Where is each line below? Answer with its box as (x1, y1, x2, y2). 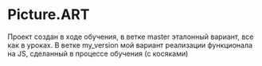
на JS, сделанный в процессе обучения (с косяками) (7, 49, 189, 58)
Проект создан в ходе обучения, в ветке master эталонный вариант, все (7, 32, 254, 41)
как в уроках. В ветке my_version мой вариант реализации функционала (7, 40, 252, 49)
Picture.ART (7, 6, 90, 24)
